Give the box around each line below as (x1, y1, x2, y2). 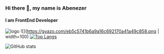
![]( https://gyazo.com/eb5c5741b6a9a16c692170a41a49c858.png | (20, 28, 159, 34)
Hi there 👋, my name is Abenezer (5, 5, 87, 12)
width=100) (5, 34, 29, 40)
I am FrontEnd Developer (5, 17, 58, 23)
